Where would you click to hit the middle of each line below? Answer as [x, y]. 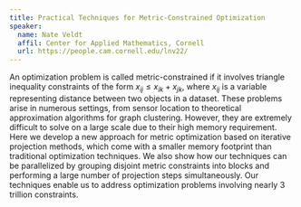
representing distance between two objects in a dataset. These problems [146, 98]
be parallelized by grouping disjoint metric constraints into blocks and [140, 165]
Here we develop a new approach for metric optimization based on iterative [150, 136]
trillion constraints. [44, 194]
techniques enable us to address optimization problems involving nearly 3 [147, 184]
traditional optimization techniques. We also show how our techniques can [148, 155]
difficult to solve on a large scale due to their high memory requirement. [143, 127]
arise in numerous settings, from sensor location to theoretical [126, 108]
